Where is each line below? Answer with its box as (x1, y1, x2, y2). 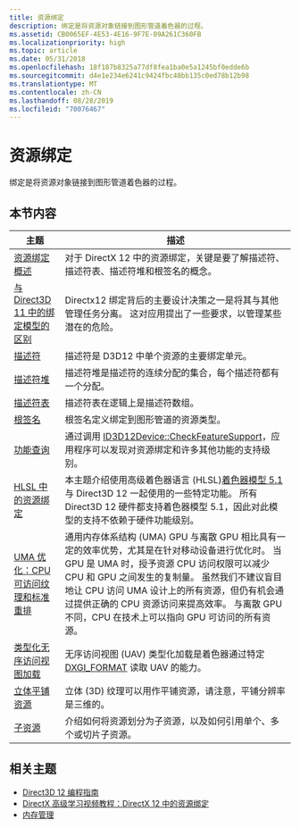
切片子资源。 (82, 729, 137, 740)
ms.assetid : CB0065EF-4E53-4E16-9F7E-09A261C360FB (9, 29, 202, 38)
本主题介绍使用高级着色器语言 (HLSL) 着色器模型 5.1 (64, 474, 283, 486)
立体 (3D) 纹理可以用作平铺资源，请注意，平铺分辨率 (64, 685, 286, 697)
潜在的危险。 (64, 321, 119, 333)
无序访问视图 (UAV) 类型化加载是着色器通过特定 (64, 648, 265, 660)
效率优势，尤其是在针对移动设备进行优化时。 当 (82, 544, 282, 556)
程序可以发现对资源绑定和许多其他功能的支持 (73, 444, 262, 456)
